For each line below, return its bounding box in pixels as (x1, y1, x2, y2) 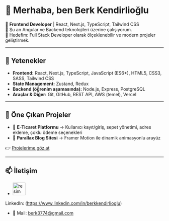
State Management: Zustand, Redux (12, 81, 89, 87)
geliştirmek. (5, 37, 30, 43)
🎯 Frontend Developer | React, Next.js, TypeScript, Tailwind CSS (5, 21, 139, 27)
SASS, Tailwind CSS (12, 75, 54, 81)
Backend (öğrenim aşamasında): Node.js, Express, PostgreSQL (12, 86, 146, 92)
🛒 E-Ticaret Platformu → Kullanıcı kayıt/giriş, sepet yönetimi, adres (12, 124, 151, 130)
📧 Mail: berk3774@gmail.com (12, 210, 74, 216)
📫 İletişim (5, 166, 38, 175)
